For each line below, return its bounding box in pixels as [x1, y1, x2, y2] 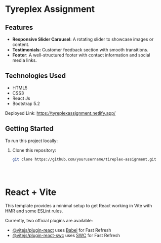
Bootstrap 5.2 [12, 100, 40, 106]
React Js [12, 95, 31, 101]
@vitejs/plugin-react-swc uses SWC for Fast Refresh [12, 233, 120, 239]
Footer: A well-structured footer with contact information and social [12, 52, 151, 58]
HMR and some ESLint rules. [5, 208, 63, 214]
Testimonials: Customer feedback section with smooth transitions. [12, 47, 149, 52]
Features [5, 23, 33, 32]
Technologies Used [5, 72, 66, 80]
